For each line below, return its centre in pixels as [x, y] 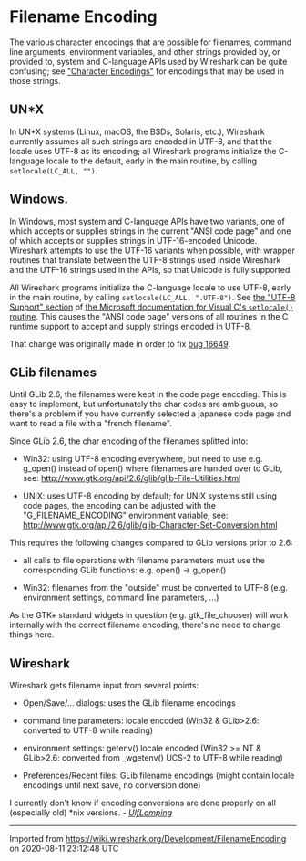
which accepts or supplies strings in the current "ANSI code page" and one [150, 231]
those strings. [35, 80]
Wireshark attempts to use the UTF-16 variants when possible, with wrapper [153, 250]
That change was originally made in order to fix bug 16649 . [120, 343]
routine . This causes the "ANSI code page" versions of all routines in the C [149, 316]
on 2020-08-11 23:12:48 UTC [64, 849]
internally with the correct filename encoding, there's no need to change [145, 625]
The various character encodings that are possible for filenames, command [151, 42]
